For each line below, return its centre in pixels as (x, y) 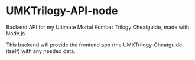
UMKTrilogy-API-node (62, 11)
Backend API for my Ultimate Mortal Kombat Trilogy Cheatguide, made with (98, 27)
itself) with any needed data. (41, 51)
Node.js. (16, 33)
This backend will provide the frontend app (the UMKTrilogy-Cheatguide (94, 45)
